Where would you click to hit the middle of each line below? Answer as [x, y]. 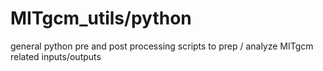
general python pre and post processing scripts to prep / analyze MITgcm [162, 46]
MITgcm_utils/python [101, 18]
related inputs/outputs [56, 56]
